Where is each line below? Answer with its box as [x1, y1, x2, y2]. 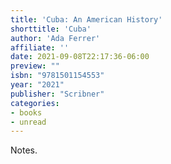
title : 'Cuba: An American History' [10, 14, 163, 25]
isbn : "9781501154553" [10, 71, 105, 81]
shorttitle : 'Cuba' [10, 24, 92, 34]
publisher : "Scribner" [10, 89, 105, 99]
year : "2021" [10, 80, 65, 90]
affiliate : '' [10, 42, 70, 53]
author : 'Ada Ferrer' [10, 33, 101, 43]
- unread [10, 117, 47, 127]
